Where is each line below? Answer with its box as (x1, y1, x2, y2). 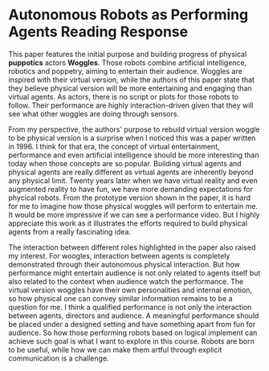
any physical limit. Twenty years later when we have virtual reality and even (8, 175, 259, 185)
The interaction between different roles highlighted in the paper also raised (8, 243, 256, 252)
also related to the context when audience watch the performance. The (8, 276, 244, 286)
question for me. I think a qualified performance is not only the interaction (8, 302, 252, 312)
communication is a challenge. (8, 353, 110, 363)
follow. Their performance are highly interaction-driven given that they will (8, 100, 254, 110)
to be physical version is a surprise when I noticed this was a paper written (8, 132, 256, 142)
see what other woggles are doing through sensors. (8, 108, 179, 118)
